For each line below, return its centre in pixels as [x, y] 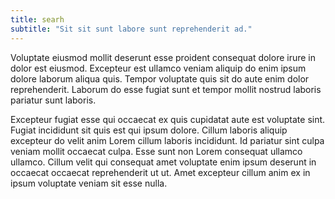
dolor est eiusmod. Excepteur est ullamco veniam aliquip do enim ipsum [158, 68]
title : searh [37, 19]
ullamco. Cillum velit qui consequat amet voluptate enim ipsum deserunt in [163, 162]
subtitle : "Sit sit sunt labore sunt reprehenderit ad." [131, 29]
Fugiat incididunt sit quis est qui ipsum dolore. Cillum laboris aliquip [149, 130]
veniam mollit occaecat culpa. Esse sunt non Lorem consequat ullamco [156, 151]
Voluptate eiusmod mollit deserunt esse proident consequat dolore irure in [163, 57]
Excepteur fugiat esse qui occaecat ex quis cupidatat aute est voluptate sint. [168, 119]
